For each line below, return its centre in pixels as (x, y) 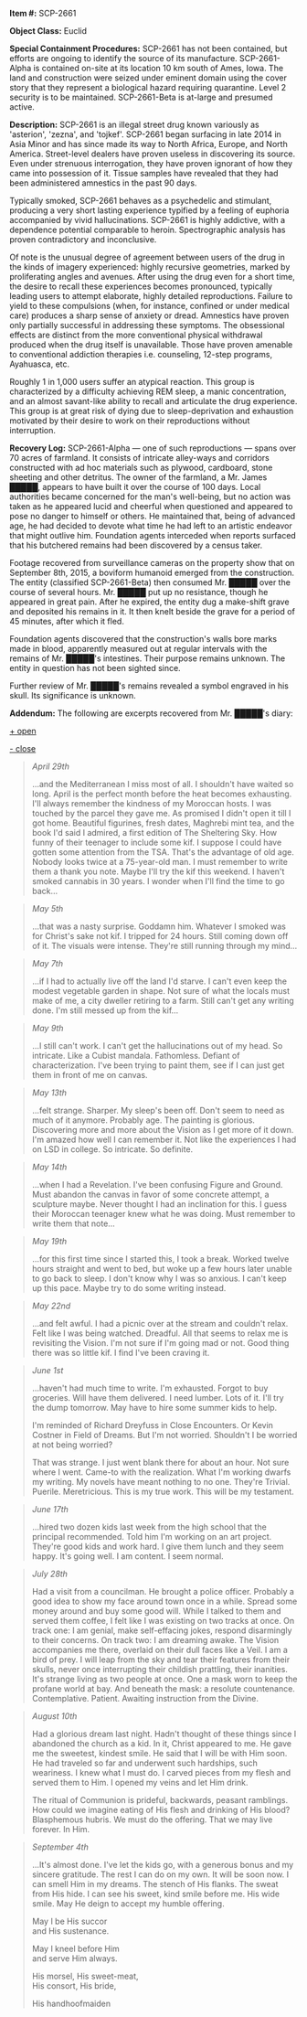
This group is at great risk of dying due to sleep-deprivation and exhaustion (152, 411)
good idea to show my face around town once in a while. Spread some (164, 1601)
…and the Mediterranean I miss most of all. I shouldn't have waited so (163, 784)
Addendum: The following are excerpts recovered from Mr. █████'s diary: (152, 713)
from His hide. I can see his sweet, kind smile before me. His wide (156, 1894)
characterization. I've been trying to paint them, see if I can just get (158, 1065)
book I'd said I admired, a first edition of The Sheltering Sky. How (154, 832)
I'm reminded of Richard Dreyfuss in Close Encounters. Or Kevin (153, 1425)
